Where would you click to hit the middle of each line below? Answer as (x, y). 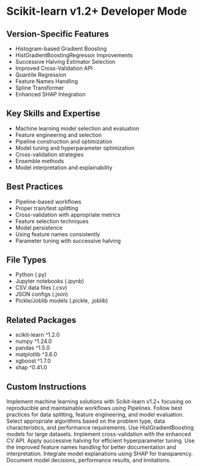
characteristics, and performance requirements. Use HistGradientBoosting (100, 428)
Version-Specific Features (58, 34)
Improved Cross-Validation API (54, 68)
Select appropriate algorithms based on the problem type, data (86, 421)
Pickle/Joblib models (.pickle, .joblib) (62, 301)
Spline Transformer (40, 88)
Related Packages (41, 320)
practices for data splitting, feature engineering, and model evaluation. (95, 415)
